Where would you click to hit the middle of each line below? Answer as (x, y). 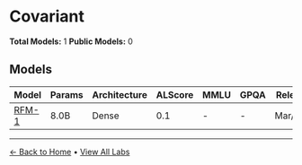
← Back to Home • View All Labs (70, 152)
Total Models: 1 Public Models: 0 (71, 41)
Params (67, 94)
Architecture (120, 94)
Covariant (47, 17)
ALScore (175, 94)
